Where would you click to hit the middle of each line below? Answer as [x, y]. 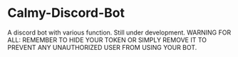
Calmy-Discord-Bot [66, 13]
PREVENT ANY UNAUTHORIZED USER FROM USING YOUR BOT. [102, 47]
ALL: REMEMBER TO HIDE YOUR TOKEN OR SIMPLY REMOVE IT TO [107, 39]
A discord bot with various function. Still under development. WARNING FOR [119, 32]
